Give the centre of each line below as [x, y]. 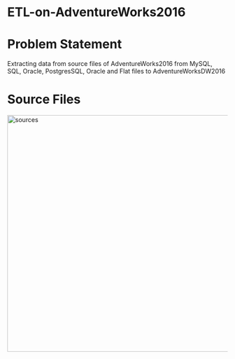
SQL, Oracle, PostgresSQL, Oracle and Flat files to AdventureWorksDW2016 [116, 72]
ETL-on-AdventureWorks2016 [97, 12]
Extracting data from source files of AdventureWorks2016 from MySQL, [110, 64]
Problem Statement [65, 45]
